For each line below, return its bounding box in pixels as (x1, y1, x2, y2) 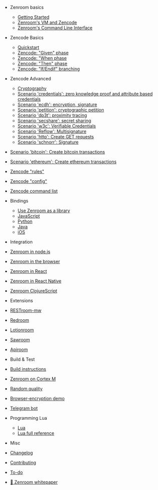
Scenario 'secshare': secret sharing (17, 118, 92, 123)
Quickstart (17, 44, 39, 50)
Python (17, 218, 33, 224)
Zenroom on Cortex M (10, 376, 56, 382)
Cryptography (17, 85, 47, 91)
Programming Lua (10, 415, 47, 421)
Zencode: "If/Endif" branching (17, 66, 80, 72)
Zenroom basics (10, 5, 44, 10)
